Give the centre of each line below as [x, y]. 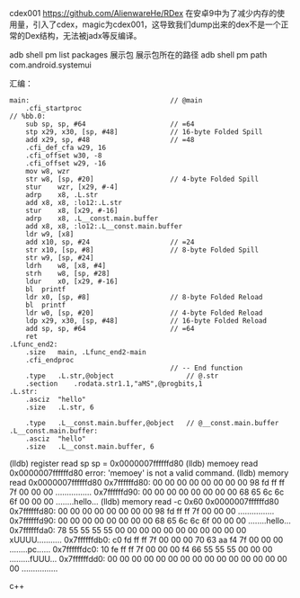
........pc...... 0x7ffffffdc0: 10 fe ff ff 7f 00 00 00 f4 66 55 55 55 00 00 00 [141, 549]
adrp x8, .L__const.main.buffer [92, 219]
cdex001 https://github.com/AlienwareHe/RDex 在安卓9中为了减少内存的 [143, 13]
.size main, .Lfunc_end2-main [86, 353]
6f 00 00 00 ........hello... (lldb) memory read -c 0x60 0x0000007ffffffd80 [144, 501]
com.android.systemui [51, 65]
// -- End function [207, 368]
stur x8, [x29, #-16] [72, 210]
